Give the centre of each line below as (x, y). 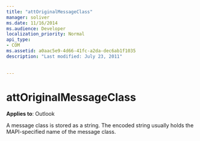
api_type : (19, 40)
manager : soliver (28, 17)
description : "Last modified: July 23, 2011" (64, 56)
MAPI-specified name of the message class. (61, 132)
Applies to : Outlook (31, 114)
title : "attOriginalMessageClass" (50, 12)
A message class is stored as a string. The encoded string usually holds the (100, 125)
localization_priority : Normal (45, 34)
